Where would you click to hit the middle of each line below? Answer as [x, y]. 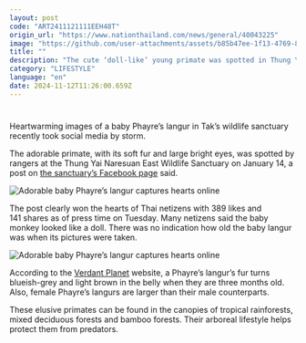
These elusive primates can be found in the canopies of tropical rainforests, [151, 309]
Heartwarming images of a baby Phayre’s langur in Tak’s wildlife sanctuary [149, 126]
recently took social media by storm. [77, 135]
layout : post [34, 18]
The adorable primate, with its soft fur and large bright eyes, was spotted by [152, 153]
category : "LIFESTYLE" [52, 69]
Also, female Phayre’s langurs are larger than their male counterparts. [140, 292]
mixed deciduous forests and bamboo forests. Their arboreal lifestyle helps [150, 319]
